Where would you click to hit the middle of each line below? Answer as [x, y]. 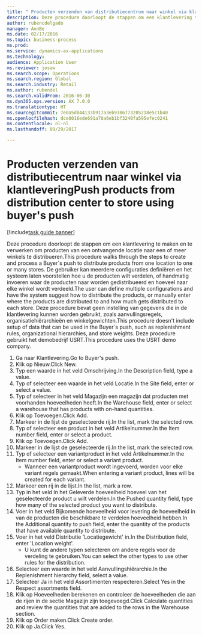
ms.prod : [18, 46]
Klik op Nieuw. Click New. [46, 364]
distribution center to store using [91, 203]
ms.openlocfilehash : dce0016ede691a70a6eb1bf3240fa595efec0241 [88, 118]
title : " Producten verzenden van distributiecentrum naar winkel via [97, 12]
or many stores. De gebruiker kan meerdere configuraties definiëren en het [100, 269]
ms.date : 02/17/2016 [33, 34]
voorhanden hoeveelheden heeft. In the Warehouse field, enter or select [104, 402]
